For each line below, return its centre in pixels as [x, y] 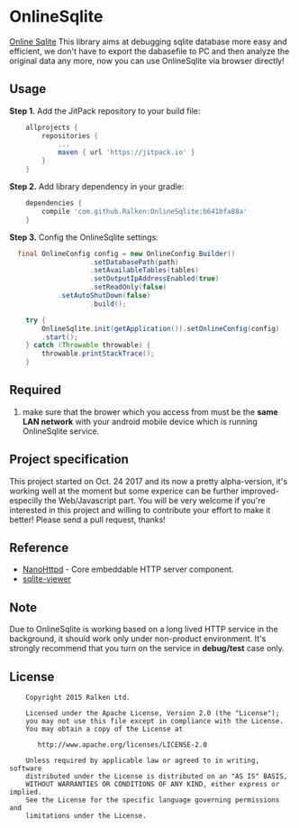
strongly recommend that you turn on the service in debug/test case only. [147, 649]
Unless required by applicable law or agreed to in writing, [142, 761]
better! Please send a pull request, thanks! [88, 520]
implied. [26, 792]
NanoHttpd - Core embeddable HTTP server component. [128, 569]
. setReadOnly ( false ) [128, 287]
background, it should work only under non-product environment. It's [138, 639]
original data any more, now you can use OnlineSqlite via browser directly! [147, 60]
